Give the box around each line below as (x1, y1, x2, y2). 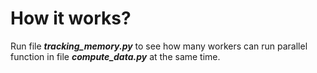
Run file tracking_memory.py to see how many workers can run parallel (10, 40, 308, 52)
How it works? (10, 7, 132, 30)
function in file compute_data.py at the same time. (10, 50, 221, 62)
